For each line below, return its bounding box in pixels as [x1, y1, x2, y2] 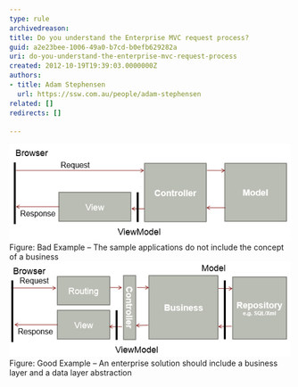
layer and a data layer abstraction [9, 367, 132, 378]
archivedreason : [9, 23, 70, 33]
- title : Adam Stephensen [9, 80, 105, 89]
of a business [9, 251, 60, 262]
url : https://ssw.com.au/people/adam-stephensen [17, 89, 202, 98]
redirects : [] [9, 108, 62, 118]
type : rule [9, 14, 50, 23]
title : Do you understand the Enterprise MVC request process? [9, 33, 250, 42]
